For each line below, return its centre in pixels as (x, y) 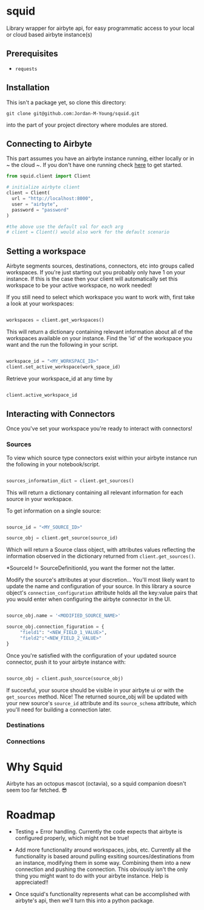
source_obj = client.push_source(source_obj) (65, 678)
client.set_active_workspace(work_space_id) (63, 367)
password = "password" (40, 210)
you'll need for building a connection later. (59, 709)
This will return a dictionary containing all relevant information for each (95, 492)
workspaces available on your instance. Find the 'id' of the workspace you (99, 338)
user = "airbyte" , (35, 204)
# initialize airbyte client (43, 187)
